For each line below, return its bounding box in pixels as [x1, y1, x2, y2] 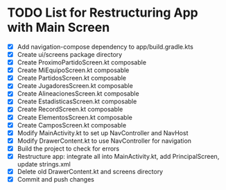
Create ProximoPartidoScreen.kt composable [17, 58, 147, 67]
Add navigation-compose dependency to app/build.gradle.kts [17, 42, 194, 51]
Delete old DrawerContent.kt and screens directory [17, 167, 164, 175]
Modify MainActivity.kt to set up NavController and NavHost [17, 128, 189, 137]
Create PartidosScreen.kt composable [17, 74, 127, 83]
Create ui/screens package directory [17, 51, 123, 58]
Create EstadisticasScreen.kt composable [17, 97, 137, 105]
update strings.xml [17, 159, 71, 168]
